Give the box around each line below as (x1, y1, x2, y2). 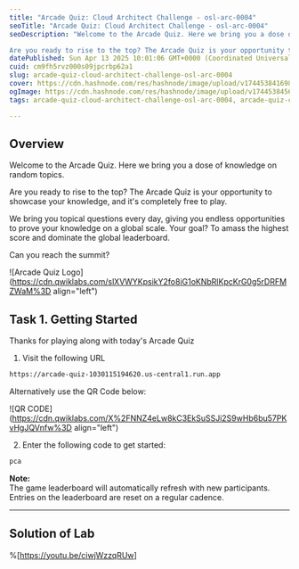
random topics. (9, 169, 65, 180)
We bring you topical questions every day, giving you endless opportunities (9, 213, 286, 224)
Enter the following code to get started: (21, 440, 166, 450)
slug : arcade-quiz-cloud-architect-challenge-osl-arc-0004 (9, 70, 233, 80)
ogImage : (9, 87, 42, 96)
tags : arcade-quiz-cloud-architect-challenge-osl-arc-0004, (9, 95, 238, 104)
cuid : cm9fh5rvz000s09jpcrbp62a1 (9, 62, 133, 71)
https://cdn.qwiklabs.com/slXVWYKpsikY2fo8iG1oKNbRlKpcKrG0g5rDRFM (12, 276, 287, 287)
